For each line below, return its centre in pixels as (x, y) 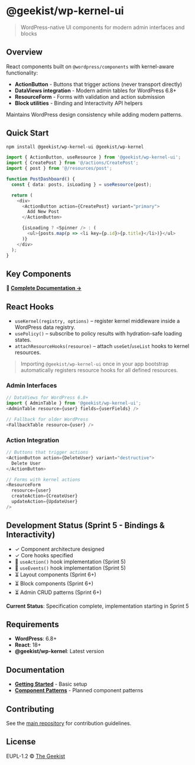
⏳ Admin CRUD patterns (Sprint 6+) (58, 592)
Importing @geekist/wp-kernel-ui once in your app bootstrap (95, 364)
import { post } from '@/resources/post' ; (59, 169)
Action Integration (33, 440)
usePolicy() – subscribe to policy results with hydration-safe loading (98, 334)
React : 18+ (28, 645)
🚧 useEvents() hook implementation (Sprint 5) (70, 568)
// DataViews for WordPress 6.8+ (47, 398)
